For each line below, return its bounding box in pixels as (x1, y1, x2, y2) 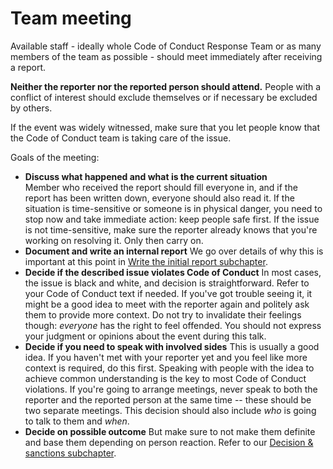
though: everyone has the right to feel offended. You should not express (24, 319, 322, 331)
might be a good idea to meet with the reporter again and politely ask (24, 298, 310, 310)
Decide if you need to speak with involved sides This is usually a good (24, 340, 320, 352)
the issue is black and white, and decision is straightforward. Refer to (24, 277, 310, 289)
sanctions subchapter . (24, 447, 117, 459)
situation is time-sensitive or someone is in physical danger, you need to (24, 202, 323, 214)
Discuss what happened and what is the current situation (24, 170, 268, 182)
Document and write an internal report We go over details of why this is (24, 245, 324, 257)
